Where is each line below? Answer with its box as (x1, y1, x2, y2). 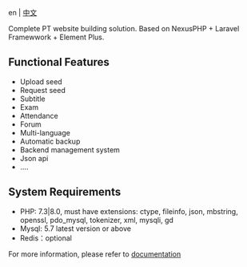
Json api (19, 153, 49, 163)
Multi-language (19, 127, 70, 137)
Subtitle (19, 94, 46, 103)
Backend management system (19, 144, 120, 155)
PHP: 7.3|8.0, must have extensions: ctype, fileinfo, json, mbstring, (19, 206, 238, 216)
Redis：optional (19, 233, 72, 243)
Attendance (19, 111, 58, 120)
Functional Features (8, 55, 110, 69)
